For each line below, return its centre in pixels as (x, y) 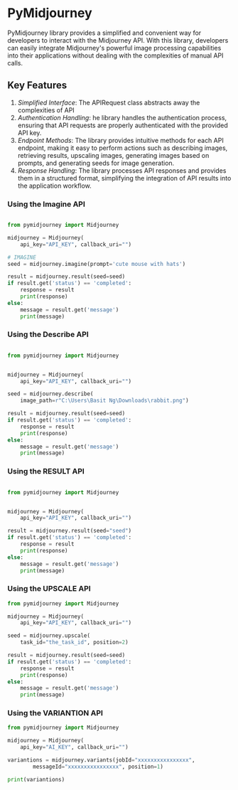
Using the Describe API (48, 334)
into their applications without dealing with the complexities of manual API (115, 55)
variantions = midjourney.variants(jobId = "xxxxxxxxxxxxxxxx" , (101, 760)
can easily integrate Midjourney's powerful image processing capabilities (114, 48)
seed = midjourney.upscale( (49, 636)
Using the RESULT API (46, 471)
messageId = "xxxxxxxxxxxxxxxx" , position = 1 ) (98, 767)
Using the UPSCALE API (49, 589)
